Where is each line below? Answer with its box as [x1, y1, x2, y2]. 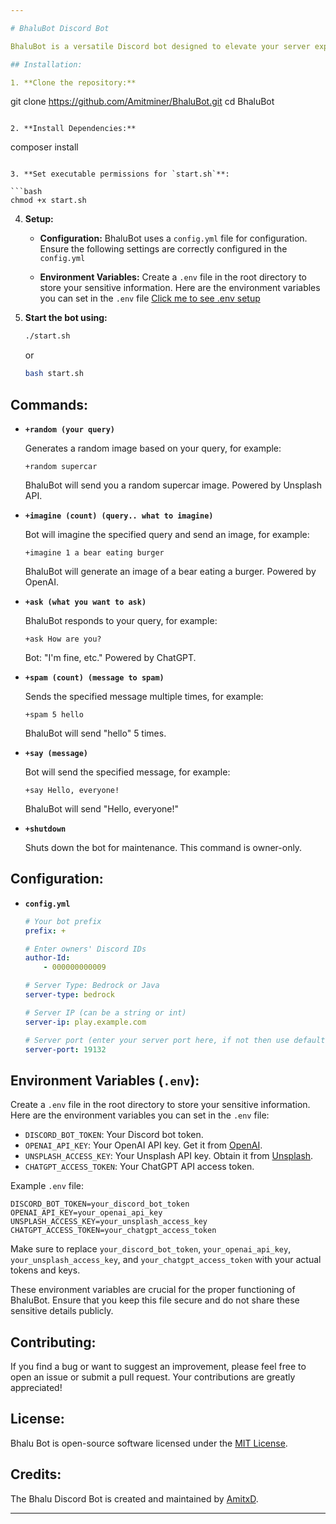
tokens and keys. [10, 1264, 81, 1276]
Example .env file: [10, 1180, 84, 1192]
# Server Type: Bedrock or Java [24, 981, 160, 991]
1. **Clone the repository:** [10, 77, 137, 88]
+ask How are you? [24, 634, 102, 644]
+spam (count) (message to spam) [24, 672, 165, 683]
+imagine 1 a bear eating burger [24, 547, 165, 558]
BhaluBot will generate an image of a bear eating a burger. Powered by [24, 565, 317, 577]
